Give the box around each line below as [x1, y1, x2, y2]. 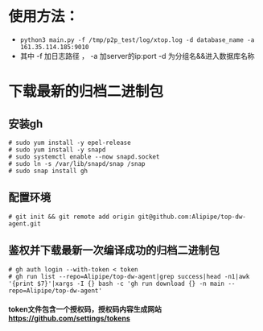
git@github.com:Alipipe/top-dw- [138, 213, 247, 221]
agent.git [8, 219, 42, 228]
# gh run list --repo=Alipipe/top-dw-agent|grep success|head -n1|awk [8, 272, 250, 280]
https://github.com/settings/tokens [8, 313, 130, 323]
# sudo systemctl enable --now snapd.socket [8, 152, 160, 161]
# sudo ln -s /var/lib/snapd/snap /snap [8, 159, 146, 168]
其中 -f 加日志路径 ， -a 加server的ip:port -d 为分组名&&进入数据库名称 [19, 51, 255, 60]
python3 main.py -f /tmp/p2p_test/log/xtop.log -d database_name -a [19, 35, 255, 44]
